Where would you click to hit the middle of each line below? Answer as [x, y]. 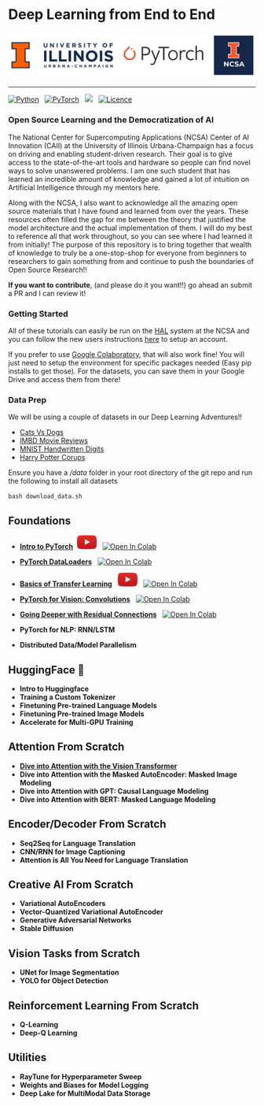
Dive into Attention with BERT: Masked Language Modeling [117, 799]
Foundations [40, 520]
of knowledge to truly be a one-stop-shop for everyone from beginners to [128, 253]
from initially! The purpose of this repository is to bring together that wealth [130, 244]
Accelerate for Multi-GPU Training [76, 722]
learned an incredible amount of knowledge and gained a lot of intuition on [129, 179]
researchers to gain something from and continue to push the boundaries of [131, 261]
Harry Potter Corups [52, 458]
